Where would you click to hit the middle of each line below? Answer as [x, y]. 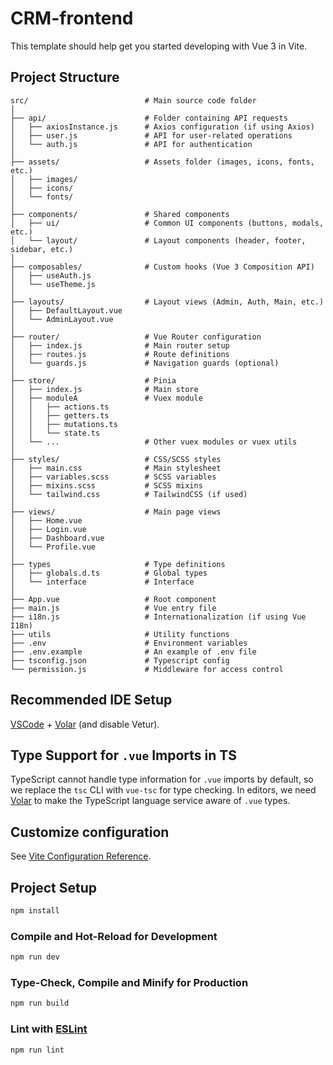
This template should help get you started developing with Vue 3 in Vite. [159, 46]
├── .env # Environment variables [129, 643]
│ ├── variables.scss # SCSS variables [113, 477]
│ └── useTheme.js [53, 284]
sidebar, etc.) [42, 249]
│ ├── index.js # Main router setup [120, 345]
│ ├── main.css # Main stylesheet [116, 468]
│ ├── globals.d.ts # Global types [109, 573]
